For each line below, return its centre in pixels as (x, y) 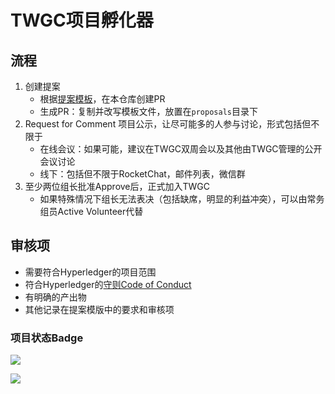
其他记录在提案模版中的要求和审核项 (99, 309)
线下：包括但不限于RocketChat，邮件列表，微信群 (142, 174)
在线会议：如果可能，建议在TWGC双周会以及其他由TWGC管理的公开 (181, 149)
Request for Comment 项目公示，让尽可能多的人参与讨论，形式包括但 (168, 124)
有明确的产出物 (55, 297)
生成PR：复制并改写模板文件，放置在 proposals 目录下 (148, 111)
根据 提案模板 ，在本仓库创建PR (102, 99)
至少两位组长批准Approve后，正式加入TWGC (117, 186)
